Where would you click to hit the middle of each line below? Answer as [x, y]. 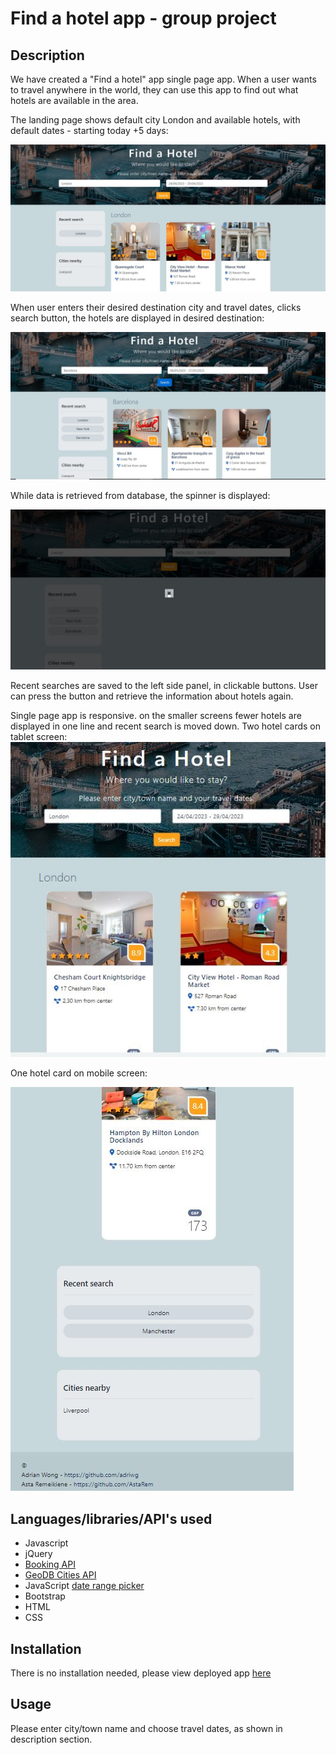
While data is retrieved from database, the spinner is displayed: [140, 495]
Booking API [50, 1564]
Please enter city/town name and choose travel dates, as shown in [146, 1728]
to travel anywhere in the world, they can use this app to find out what [154, 90]
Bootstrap [45, 1596]
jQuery [38, 1554]
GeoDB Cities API [60, 1575]
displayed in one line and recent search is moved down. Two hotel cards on [166, 726]
